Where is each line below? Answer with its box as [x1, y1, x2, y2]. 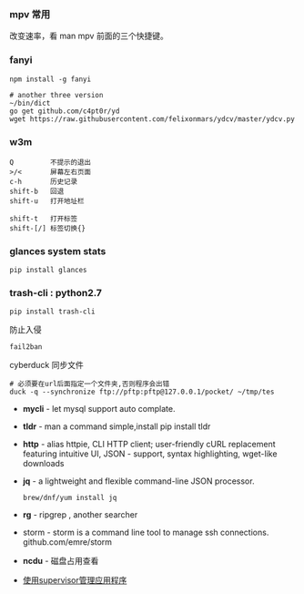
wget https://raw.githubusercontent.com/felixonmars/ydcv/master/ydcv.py [9, 114, 296, 124]
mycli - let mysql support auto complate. [22, 404, 176, 415]
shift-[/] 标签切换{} [9, 223, 86, 233]
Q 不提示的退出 [9, 158, 91, 167]
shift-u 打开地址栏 [9, 196, 85, 206]
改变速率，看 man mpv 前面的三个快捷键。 [9, 30, 168, 42]
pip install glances [9, 266, 88, 275]
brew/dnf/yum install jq [22, 494, 117, 503]
